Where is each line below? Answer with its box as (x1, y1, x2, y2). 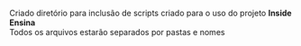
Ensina (9, 17, 36, 28)
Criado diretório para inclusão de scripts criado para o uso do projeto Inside (9, 8, 292, 18)
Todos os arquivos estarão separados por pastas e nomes (9, 27, 225, 37)
